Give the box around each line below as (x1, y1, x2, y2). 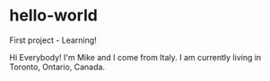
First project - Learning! (9, 35, 97, 45)
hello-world (9, 5, 99, 26)
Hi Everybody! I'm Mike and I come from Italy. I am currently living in (9, 52, 262, 62)
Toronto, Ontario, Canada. (9, 61, 106, 72)
